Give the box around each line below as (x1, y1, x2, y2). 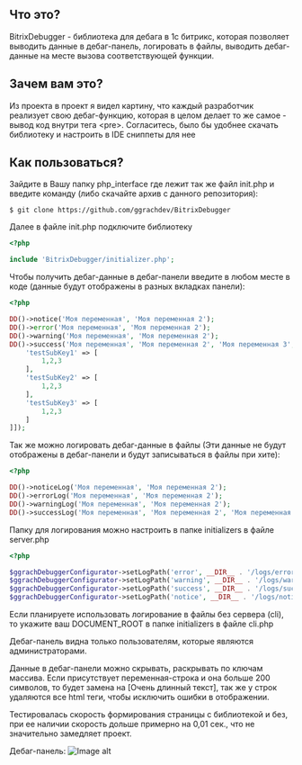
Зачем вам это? (9, 76, 103, 92)
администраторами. (9, 645, 87, 656)
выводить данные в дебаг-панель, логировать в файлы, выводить (9, 40, 263, 51)
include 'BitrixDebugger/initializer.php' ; (9, 256, 175, 265)
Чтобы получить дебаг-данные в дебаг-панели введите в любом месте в (9, 272, 290, 283)
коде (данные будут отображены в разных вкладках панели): (9, 281, 245, 292)
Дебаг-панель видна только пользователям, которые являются (9, 636, 254, 647)
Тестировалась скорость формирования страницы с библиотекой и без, (9, 709, 289, 720)
